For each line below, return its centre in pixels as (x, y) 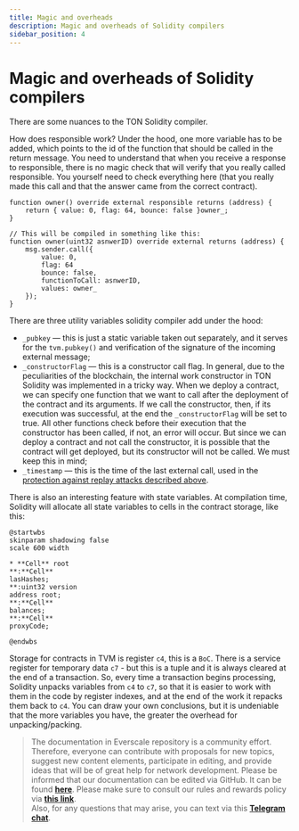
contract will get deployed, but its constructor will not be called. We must (156, 452)
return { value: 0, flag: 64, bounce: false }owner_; (127, 210)
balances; (28, 611)
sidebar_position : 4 (48, 34)
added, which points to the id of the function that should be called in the (141, 149)
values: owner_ (69, 289)
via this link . (54, 799)
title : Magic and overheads (61, 17)
